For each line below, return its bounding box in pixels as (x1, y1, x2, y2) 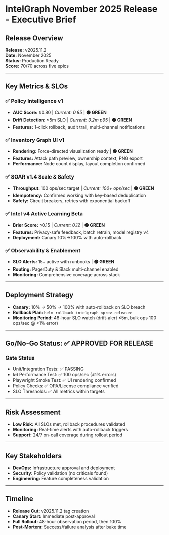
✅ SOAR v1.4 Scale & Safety (5, 173, 74, 180)
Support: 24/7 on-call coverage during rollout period (12, 432, 122, 438)
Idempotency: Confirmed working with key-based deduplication (12, 192, 146, 199)
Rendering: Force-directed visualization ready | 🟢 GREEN (12, 148, 133, 154)
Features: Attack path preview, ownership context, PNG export (12, 155, 143, 161)
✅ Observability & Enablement (5, 247, 81, 254)
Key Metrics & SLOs (5, 82, 68, 91)
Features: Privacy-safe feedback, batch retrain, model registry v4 (12, 229, 149, 235)
